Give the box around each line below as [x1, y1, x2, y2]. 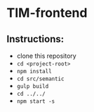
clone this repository [16, 51, 76, 60]
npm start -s [16, 98, 55, 105]
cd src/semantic [16, 75, 65, 82]
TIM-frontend [6, 5, 88, 21]
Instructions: [6, 33, 65, 45]
